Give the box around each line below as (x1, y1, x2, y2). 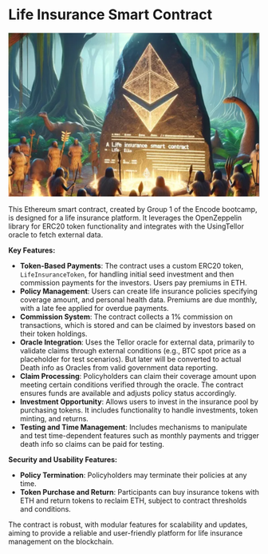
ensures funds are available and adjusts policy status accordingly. (19, 389, 237, 398)
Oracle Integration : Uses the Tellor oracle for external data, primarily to (19, 337, 255, 347)
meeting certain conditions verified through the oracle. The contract (19, 380, 244, 389)
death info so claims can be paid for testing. (19, 440, 165, 449)
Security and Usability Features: (8, 455, 118, 464)
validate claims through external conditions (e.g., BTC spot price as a (19, 346, 247, 356)
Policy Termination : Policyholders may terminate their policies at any (19, 470, 247, 480)
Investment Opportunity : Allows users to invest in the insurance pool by (19, 397, 259, 407)
